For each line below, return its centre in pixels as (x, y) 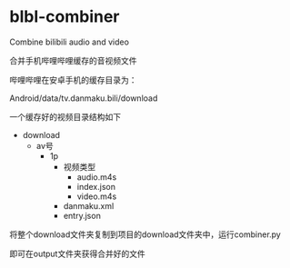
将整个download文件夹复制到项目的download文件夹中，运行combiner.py (145, 234)
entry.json (82, 215)
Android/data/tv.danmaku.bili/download (84, 98)
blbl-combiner (65, 17)
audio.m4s (97, 177)
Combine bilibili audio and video (70, 42)
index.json (96, 186)
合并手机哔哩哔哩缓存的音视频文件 (73, 60)
